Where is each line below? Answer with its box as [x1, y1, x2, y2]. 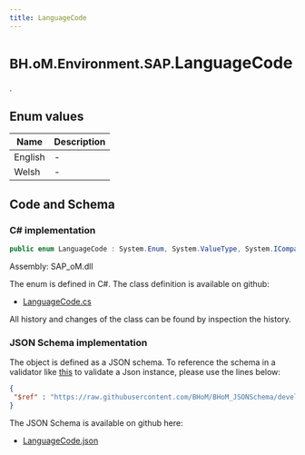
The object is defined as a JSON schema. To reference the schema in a [9, 357, 276, 368]
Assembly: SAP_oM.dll [9, 261, 93, 272]
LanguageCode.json [22, 435, 99, 446]
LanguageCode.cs [22, 296, 93, 307]
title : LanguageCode [9, 13, 88, 23]
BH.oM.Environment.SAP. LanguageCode [9, 52, 293, 73]
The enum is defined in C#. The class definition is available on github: [9, 278, 270, 289]
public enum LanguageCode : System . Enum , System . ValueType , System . [9, 244, 274, 254]
